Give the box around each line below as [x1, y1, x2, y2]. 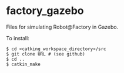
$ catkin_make [6, 61, 41, 67]
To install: [6, 34, 29, 41]
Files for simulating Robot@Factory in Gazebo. [6, 23, 119, 30]
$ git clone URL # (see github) [6, 51, 85, 57]
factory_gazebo [6, 4, 84, 18]
